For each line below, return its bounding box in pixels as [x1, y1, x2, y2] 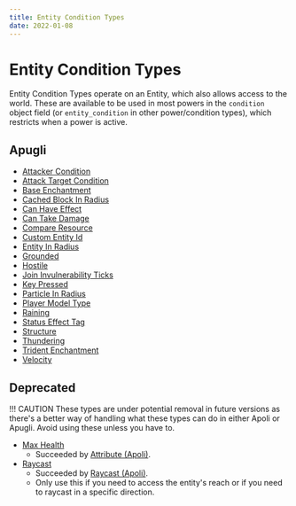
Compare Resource [21, 222, 93, 233]
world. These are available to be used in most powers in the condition [9, 98, 265, 109]
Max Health [21, 440, 65, 450]
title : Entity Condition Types [9, 12, 125, 22]
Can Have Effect [21, 204, 82, 214]
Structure [21, 326, 57, 337]
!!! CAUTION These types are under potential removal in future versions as [9, 404, 281, 415]
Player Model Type [21, 298, 91, 308]
